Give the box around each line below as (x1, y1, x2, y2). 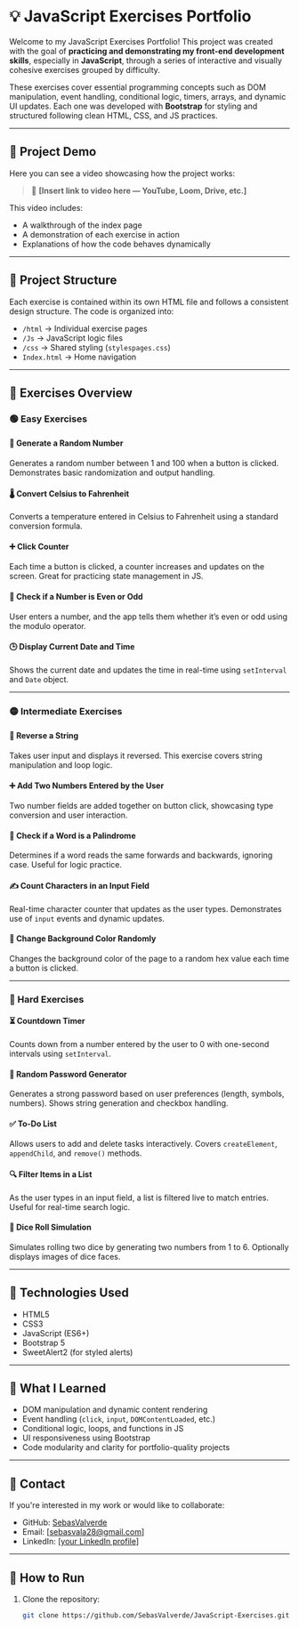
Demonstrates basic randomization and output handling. (9, 467, 215, 478)
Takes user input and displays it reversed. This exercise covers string (9, 750, 263, 762)
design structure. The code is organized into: (9, 305, 174, 317)
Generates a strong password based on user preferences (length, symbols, (9, 1088, 285, 1100)
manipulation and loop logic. (9, 760, 113, 770)
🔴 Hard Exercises (9, 993, 85, 1005)
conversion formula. (9, 520, 83, 531)
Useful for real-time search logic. (9, 1201, 131, 1212)
